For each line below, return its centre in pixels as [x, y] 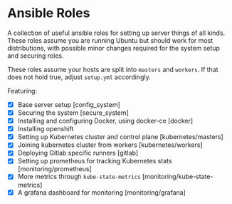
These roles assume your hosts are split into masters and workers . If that [113, 69]
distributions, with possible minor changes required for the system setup [114, 48]
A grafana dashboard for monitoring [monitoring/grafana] [102, 192]
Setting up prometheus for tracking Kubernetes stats [95, 161]
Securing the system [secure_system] [73, 113]
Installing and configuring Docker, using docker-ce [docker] [105, 121]
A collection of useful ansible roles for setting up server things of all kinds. [116, 33]
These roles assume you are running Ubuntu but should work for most [110, 40]
